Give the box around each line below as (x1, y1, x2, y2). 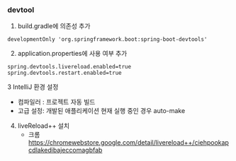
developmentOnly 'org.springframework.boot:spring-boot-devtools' (7, 36, 208, 43)
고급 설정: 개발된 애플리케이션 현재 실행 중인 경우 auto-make (17, 107, 186, 115)
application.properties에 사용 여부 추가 (17, 49, 128, 58)
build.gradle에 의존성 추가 (17, 22, 91, 30)
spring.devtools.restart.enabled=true (7, 69, 122, 77)
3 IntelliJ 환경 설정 (7, 83, 59, 91)
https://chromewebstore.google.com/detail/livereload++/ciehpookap (28, 138, 229, 147)
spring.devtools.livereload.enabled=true (7, 64, 132, 71)
